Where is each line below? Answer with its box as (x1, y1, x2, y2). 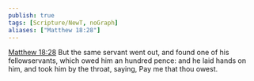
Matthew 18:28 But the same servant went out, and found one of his (8, 48, 229, 57)
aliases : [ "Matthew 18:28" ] (8, 26, 101, 34)
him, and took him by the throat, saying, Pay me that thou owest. (8, 64, 218, 74)
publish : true (8, 11, 55, 20)
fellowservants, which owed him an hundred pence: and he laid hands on (8, 56, 247, 65)
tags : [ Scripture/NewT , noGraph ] (8, 19, 119, 27)
